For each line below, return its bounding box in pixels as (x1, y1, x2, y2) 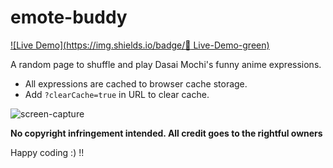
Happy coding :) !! (10, 146, 85, 158)
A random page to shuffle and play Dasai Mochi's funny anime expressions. (10, 58, 322, 70)
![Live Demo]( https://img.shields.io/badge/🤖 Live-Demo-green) (10, 39, 270, 51)
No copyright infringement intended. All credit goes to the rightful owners (10, 127, 323, 139)
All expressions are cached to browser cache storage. (24, 77, 248, 90)
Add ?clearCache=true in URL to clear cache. (24, 88, 210, 100)
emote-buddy (10, 6, 128, 29)
